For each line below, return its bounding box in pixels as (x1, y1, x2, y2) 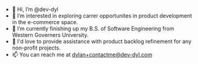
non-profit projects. (11, 44, 61, 51)
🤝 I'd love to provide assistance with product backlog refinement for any (11, 38, 192, 45)
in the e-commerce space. (11, 19, 78, 25)
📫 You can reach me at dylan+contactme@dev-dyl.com (11, 51, 153, 58)
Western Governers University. (11, 31, 89, 39)
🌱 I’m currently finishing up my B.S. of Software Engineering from (11, 25, 174, 32)
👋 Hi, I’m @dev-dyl (11, 6, 59, 13)
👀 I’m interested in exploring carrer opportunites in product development (11, 12, 192, 19)
